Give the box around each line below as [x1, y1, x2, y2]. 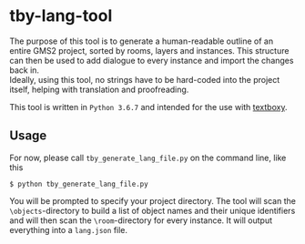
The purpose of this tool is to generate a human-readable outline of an [9, 36, 274, 46]
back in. [9, 65, 39, 76]
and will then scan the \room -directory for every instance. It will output [9, 215, 273, 226]
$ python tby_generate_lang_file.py [9, 179, 148, 188]
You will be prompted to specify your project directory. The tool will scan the [9, 195, 296, 206]
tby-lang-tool [9, 5, 113, 26]
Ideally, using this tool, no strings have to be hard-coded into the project [9, 74, 280, 85]
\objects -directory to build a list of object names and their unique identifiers [9, 205, 296, 216]
